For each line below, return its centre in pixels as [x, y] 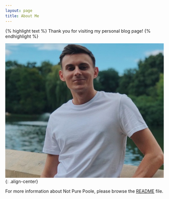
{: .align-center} [22, 181]
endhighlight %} [22, 36]
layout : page [19, 11]
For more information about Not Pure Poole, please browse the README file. [84, 191]
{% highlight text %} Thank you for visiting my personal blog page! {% [78, 31]
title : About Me [22, 16]
